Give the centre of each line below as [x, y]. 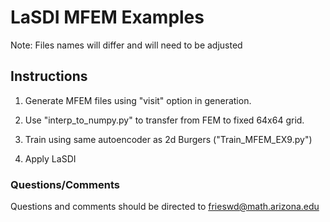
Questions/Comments [65, 184]
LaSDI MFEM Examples [107, 17]
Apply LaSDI [50, 158]
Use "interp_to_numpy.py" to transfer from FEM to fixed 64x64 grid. [164, 120]
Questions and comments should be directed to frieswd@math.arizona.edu [165, 207]
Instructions [49, 76]
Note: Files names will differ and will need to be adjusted [126, 45]
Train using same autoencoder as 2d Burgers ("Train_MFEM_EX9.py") [168, 139]
